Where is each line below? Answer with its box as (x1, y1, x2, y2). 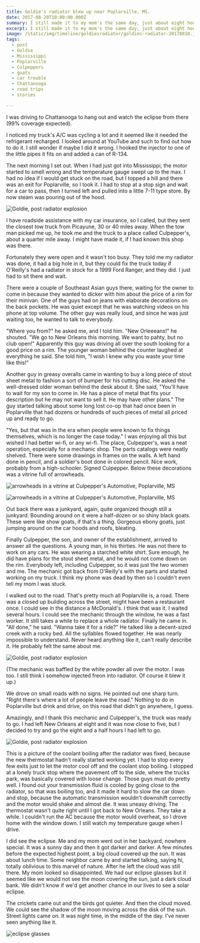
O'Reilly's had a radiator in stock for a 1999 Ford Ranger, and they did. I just (6, 266, 191, 273)
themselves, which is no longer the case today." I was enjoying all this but (6, 433, 187, 440)
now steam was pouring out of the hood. (6, 193, 106, 200)
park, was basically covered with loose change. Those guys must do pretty (6, 775, 190, 782)
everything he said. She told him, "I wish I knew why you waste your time (6, 352, 186, 359)
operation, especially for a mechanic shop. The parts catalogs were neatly (6, 445, 189, 452)
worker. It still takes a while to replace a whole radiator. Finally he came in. (6, 617, 188, 624)
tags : (6, 36, 20, 42)
